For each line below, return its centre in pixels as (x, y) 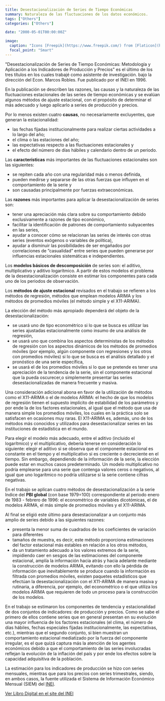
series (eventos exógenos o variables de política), (62, 240)
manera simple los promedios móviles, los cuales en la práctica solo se (77, 413)
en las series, (26, 230)
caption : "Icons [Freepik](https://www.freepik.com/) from (71, 46)
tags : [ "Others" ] (23, 19)
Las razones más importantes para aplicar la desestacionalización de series (82, 199)
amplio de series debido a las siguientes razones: (55, 520)
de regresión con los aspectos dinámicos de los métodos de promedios (84, 346)
